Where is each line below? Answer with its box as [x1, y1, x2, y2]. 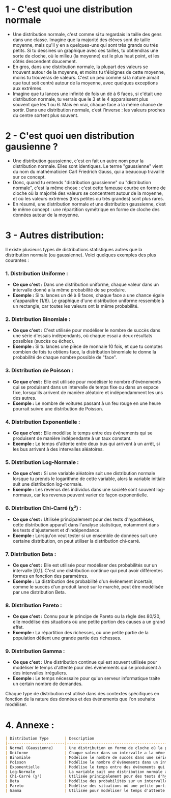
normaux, [12, 492, 33, 498]
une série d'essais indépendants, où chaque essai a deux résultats [12, 333, 153, 339]
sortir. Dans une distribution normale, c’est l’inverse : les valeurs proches [12, 107, 165, 113]
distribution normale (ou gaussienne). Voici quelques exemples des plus [5, 252, 156, 258]
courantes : [5, 257, 30, 263]
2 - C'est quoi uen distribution [5, 130, 135, 142]
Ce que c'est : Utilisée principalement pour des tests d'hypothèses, [12, 516, 154, 522]
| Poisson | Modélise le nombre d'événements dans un [5, 759, 158, 765]
